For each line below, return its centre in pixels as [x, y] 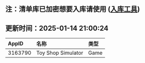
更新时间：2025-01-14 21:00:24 [57, 28]
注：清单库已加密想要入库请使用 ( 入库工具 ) [72, 9]
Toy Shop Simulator [60, 53]
